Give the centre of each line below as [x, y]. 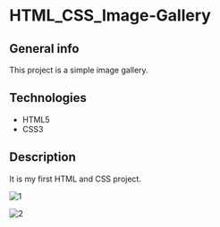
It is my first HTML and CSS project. [75, 179]
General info [44, 49]
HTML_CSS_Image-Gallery [110, 16]
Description [42, 157]
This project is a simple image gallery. [79, 70]
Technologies [48, 98]
